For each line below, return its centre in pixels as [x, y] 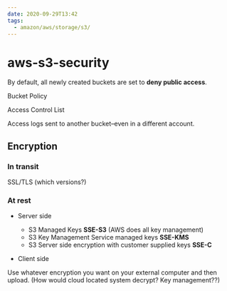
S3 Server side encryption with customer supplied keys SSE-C [120, 245]
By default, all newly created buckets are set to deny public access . [107, 82]
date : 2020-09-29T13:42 [43, 14]
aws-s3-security [58, 62]
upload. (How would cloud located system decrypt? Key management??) [114, 280]
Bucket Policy [27, 96]
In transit [23, 166]
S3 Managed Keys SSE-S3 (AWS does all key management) [116, 230]
